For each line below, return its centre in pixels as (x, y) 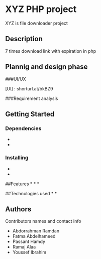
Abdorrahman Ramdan (36, 231)
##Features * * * (22, 184)
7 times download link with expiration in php (51, 51)
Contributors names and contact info (43, 221)
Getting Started (30, 114)
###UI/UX (16, 79)
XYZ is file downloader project (36, 23)
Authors (18, 209)
